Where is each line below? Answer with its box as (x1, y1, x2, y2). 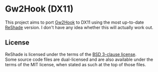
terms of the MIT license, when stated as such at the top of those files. (5, 61, 146, 67)
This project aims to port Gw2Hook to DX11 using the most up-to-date (5, 19, 144, 25)
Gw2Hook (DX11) (5, 3, 74, 14)
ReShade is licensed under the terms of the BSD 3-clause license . (5, 51, 137, 57)
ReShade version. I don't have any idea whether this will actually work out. (5, 24, 154, 30)
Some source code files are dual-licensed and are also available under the (5, 57, 154, 62)
